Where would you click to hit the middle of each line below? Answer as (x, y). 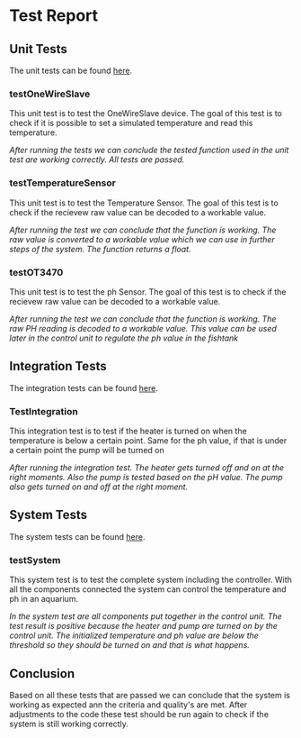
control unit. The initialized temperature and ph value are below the (134, 635)
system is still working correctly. (69, 724)
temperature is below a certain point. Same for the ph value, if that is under (148, 441)
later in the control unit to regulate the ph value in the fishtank (124, 338)
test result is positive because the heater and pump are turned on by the (144, 626)
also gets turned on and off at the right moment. (99, 487)
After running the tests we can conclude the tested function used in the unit (149, 150)
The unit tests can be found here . (71, 70)
